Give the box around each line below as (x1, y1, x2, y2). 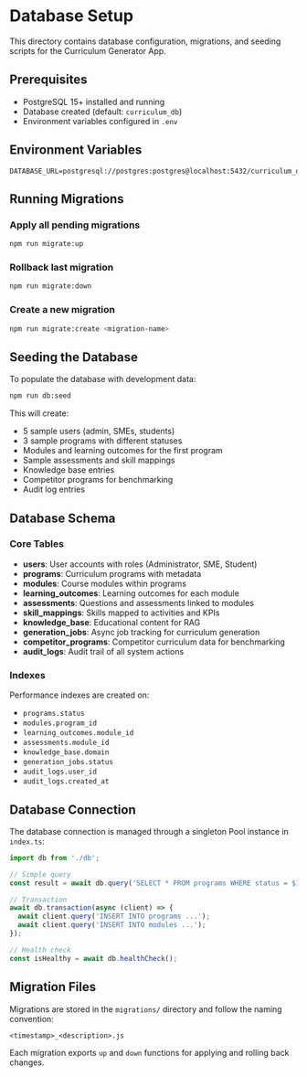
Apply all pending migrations (9, 219, 141, 231)
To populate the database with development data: (9, 374, 196, 385)
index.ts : (9, 836, 46, 847)
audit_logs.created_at (22, 777, 110, 786)
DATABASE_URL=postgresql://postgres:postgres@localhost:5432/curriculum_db (9, 166, 304, 176)
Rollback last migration (9, 261, 114, 274)
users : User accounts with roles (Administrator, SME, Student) (22, 559, 258, 570)
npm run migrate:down (9, 282, 92, 291)
